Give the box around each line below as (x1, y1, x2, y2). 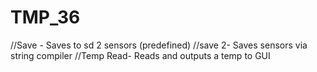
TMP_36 (10, 6, 81, 29)
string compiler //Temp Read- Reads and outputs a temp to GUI (10, 49, 271, 61)
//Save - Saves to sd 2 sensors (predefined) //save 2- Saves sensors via (10, 39, 308, 51)
